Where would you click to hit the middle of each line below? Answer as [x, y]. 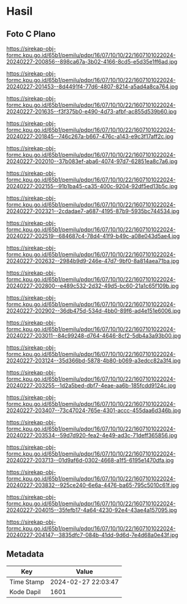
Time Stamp [27, 582]
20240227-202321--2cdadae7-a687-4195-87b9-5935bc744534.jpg [93, 211]
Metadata [25, 554]
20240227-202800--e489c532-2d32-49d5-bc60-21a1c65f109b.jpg [93, 286]
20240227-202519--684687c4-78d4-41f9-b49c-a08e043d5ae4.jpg [93, 236]
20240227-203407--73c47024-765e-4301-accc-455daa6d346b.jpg [94, 410]
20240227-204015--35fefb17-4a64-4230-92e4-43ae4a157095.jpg [92, 510]
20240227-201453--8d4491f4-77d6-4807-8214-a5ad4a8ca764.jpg [92, 86]
